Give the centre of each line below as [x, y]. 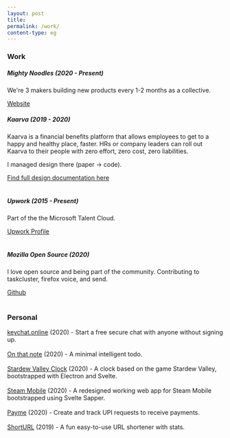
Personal [22, 317]
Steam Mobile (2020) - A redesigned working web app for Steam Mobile [109, 391]
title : [16, 20]
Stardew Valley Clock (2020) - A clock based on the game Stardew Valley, [112, 369]
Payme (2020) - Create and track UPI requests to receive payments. [104, 413]
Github [16, 292]
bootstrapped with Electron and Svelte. [62, 376]
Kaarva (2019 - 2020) [39, 119]
